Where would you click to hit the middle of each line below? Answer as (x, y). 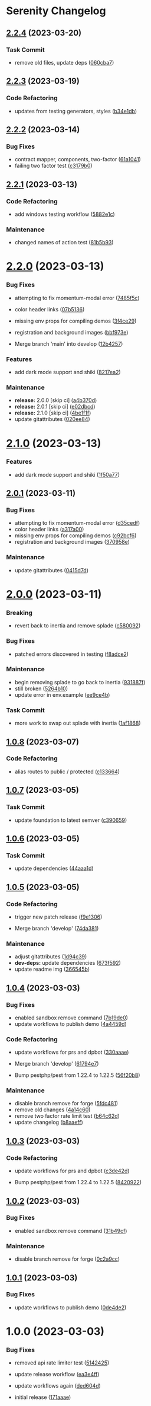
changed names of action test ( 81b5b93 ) (64, 243)
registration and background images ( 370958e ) (72, 542)
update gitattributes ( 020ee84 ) (52, 419)
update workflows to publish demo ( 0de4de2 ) (70, 1307)
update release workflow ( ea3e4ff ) (57, 1375)
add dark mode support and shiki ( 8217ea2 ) (68, 372)
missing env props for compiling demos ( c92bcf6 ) (75, 535)
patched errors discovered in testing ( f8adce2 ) (71, 654)
